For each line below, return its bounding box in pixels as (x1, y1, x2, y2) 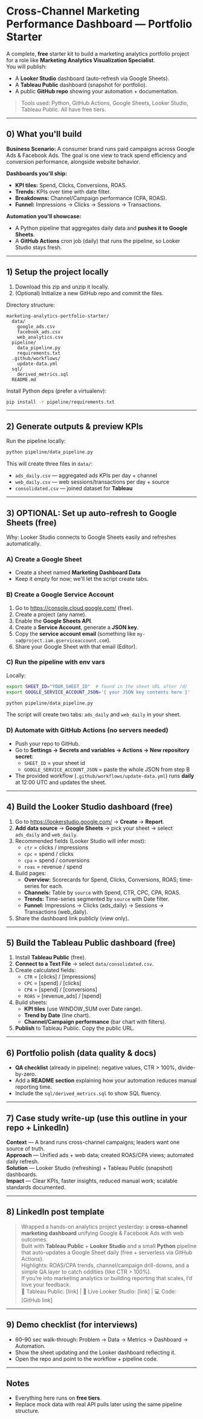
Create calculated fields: (14, 967, 76, 974)
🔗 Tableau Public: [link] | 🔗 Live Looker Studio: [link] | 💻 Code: (21, 1287, 177, 1295)
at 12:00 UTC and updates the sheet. (14, 778, 107, 786)
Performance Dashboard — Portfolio (6, 17, 192, 31)
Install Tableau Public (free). (14, 953, 86, 961)
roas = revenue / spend (24, 863, 83, 870)
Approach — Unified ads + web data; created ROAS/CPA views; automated (6, 1152, 194, 1158)
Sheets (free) (6, 517, 57, 528)
